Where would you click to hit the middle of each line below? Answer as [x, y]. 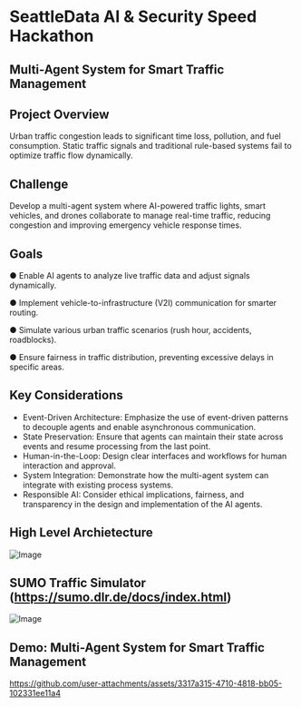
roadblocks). [33, 340]
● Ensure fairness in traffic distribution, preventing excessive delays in [141, 358]
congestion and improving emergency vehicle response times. [126, 225]
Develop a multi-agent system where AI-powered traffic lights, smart [137, 206]
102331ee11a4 [35, 693]
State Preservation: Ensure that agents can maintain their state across [153, 437]
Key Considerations [67, 395]
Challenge [39, 184]
